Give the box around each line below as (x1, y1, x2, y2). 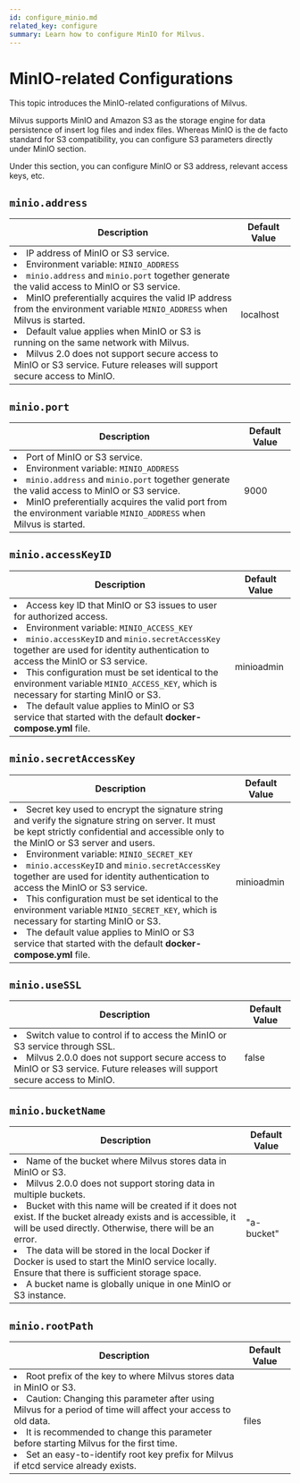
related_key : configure (9, 21, 98, 30)
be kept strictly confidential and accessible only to (13, 825, 225, 837)
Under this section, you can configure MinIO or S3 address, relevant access (9, 161, 288, 172)
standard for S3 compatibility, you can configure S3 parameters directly (9, 134, 273, 145)
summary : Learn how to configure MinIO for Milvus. (9, 30, 205, 38)
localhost (240, 309, 279, 321)
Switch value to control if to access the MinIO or (26, 1030, 228, 1042)
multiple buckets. (13, 1189, 86, 1201)
